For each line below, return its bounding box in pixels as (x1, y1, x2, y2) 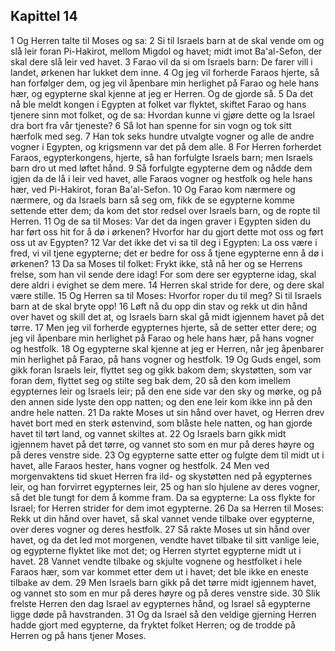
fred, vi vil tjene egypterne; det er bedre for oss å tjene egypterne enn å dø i (10, 247, 324, 259)
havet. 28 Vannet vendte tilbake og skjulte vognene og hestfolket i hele (10, 555, 303, 567)
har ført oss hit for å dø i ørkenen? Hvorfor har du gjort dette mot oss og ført (10, 225, 324, 238)
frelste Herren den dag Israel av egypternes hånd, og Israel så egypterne (10, 597, 311, 609)
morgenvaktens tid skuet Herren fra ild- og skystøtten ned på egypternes (10, 470, 313, 482)
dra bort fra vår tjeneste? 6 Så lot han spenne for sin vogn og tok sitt (10, 119, 292, 131)
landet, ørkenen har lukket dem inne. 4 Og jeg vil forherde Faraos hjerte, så (10, 66, 320, 78)
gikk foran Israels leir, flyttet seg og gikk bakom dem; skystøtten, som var (10, 364, 313, 376)
